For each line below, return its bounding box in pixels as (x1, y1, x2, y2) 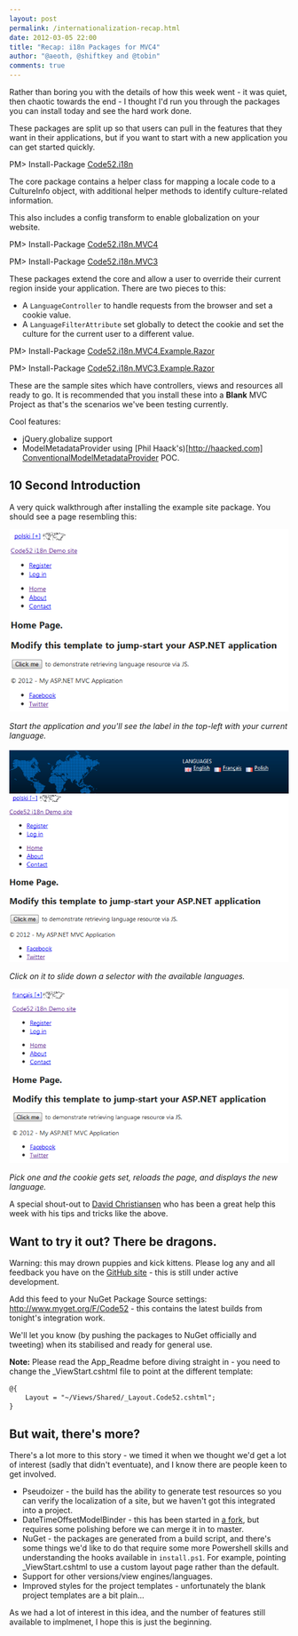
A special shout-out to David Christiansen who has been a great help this (9, 1199, 277, 1209)
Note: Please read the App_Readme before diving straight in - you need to (9, 1357, 281, 1367)
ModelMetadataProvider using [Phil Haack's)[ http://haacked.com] (21, 443, 263, 453)
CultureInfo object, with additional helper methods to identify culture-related (9, 186, 288, 196)
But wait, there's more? (9, 1426, 140, 1441)
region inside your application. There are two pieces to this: (9, 283, 226, 293)
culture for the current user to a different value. (21, 329, 195, 339)
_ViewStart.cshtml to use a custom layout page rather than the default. (21, 1561, 279, 1572)
